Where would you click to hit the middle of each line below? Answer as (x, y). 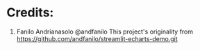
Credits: (30, 13)
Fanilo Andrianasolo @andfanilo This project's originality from (105, 32)
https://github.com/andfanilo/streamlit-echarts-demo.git (97, 38)
